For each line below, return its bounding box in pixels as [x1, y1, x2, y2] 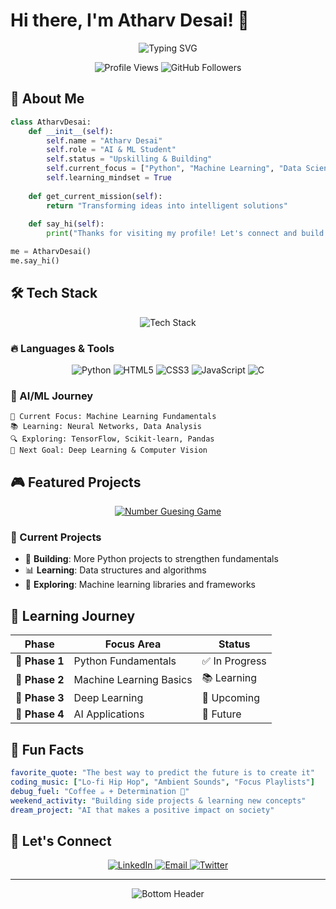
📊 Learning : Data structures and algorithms [24, 564, 207, 576]
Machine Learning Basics [73, 672, 193, 686]
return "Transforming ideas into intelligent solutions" [46, 200, 288, 211]
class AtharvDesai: [10, 117, 92, 127]
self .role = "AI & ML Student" [46, 145, 177, 155]
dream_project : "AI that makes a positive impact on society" [10, 805, 275, 815]
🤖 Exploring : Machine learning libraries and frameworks [24, 579, 256, 591]
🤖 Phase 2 [15, 672, 65, 686]
